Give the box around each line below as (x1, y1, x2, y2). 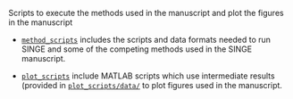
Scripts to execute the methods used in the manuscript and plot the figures (8, 8, 284, 18)
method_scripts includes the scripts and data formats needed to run (21, 35, 272, 45)
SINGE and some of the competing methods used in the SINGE (21, 44, 252, 54)
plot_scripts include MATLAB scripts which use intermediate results (21, 70, 275, 81)
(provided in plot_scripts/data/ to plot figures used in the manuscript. (21, 80, 283, 90)
